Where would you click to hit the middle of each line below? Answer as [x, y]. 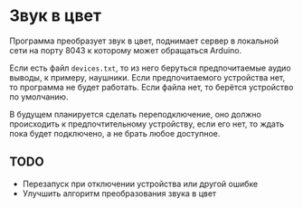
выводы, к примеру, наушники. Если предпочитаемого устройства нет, [147, 77]
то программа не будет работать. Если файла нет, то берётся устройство [151, 87]
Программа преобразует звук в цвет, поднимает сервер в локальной [144, 41]
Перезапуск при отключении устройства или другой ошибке [140, 184]
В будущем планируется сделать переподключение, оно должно [136, 114]
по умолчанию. [39, 97]
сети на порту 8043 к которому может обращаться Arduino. [126, 50]
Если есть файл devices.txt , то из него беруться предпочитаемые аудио [150, 68]
